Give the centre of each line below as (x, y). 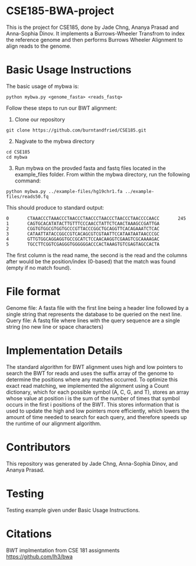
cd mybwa (17, 157)
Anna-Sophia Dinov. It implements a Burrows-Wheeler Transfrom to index (95, 33)
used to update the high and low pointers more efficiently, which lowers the (98, 411)
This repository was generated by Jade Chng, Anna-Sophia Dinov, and (92, 463)
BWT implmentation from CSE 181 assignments (63, 550)
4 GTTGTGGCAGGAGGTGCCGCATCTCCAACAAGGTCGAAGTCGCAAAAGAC (83, 239)
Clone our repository (40, 119)
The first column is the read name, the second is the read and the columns (97, 255)
